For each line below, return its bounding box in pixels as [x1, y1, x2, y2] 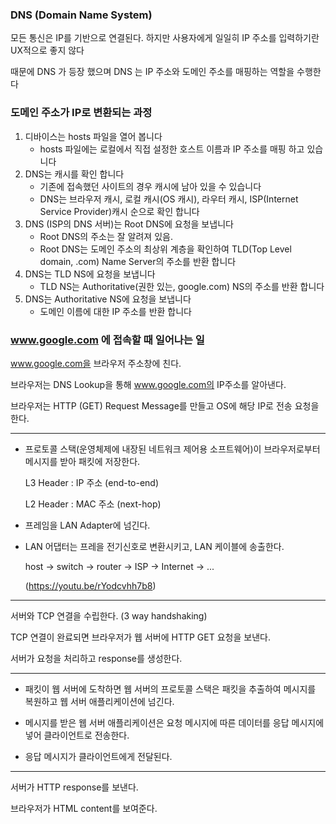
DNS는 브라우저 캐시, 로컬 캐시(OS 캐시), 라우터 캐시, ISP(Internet [39, 193, 299, 205]
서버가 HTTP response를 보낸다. [10, 781, 139, 793]
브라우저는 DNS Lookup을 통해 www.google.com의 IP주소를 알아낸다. [10, 378, 287, 390]
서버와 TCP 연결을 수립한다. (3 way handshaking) [10, 609, 208, 622]
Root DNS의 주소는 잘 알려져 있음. [39, 230, 173, 242]
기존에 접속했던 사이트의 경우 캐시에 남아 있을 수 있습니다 [39, 180, 262, 192]
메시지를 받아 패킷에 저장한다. [24, 455, 141, 467]
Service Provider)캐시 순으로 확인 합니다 [39, 205, 200, 217]
